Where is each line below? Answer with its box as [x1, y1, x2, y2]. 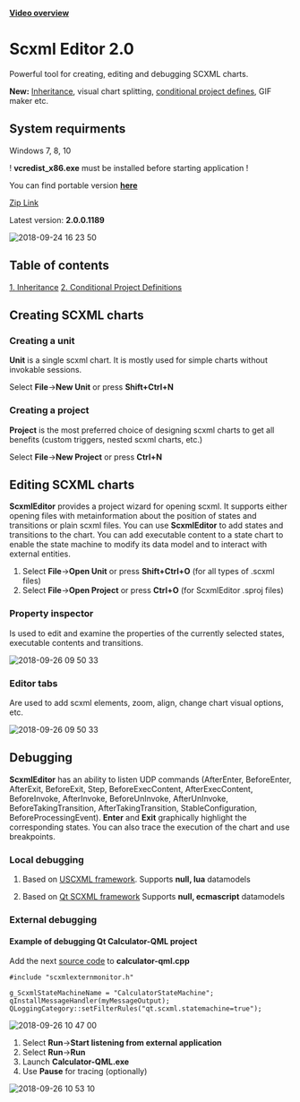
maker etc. [9, 95, 49, 106]
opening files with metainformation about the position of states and [9, 511, 257, 521]
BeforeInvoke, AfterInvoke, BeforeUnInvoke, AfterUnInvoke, [9, 793, 228, 804]
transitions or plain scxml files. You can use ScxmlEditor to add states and [9, 520, 284, 531]
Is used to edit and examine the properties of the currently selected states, [9, 627, 285, 639]
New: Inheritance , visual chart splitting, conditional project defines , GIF [9, 85, 272, 97]
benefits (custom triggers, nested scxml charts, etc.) [9, 434, 203, 444]
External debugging [9, 913, 98, 926]
